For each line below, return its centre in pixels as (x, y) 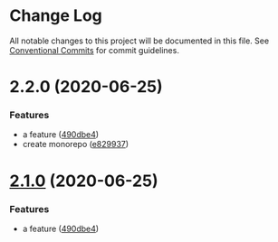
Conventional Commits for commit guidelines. (94, 50)
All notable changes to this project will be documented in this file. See (139, 41)
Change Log (56, 16)
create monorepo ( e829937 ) (76, 144)
